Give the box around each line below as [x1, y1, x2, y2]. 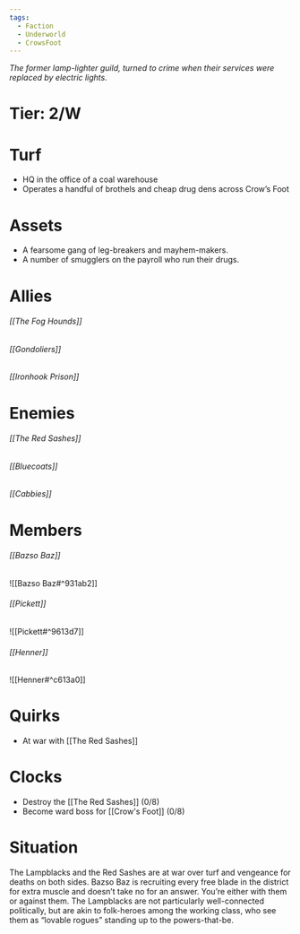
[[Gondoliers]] [9, 343, 62, 354]
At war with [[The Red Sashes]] [21, 736, 139, 747]
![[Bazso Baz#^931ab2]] [9, 577, 99, 588]
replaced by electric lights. [9, 73, 107, 83]
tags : [9, 13, 30, 22]
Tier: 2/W [9, 104, 82, 124]
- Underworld [17, 30, 66, 39]
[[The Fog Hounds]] [9, 316, 82, 327]
